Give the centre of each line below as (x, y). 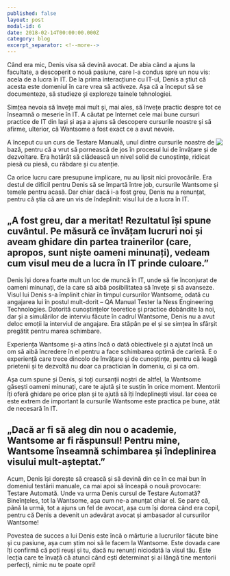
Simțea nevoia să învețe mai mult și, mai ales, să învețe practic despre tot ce (114, 107)
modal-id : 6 (24, 26)
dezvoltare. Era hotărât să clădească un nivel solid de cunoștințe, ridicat (108, 157)
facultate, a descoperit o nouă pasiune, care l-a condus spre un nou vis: (109, 72)
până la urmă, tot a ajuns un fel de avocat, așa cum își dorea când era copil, (114, 508)
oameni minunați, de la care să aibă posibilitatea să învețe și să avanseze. (111, 287)
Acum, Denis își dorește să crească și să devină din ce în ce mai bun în (107, 478)
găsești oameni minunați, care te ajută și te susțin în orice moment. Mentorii (114, 386)
